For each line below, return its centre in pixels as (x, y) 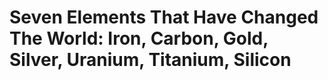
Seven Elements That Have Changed (164, 17)
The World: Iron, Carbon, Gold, (139, 38)
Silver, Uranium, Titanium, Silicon (150, 60)
